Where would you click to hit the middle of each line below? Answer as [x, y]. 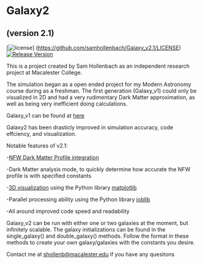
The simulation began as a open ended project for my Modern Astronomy [99, 84]
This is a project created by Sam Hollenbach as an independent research [98, 66]
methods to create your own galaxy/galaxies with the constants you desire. [101, 242]
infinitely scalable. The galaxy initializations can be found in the [86, 230]
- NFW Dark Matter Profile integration [53, 157]
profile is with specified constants [49, 176]
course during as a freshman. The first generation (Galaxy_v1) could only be [102, 91]
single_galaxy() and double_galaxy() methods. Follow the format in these [98, 236]
